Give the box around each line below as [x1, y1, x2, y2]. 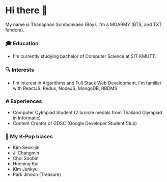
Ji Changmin [12, 150, 40, 156]
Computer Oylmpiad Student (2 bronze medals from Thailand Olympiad [12, 109, 162, 115]
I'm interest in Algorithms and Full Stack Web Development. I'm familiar [12, 80, 162, 86]
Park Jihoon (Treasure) [12, 171, 61, 177]
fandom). [5, 26, 24, 33]
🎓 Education [5, 40, 39, 47]
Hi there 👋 [5, 5, 47, 16]
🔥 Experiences [5, 98, 42, 105]
